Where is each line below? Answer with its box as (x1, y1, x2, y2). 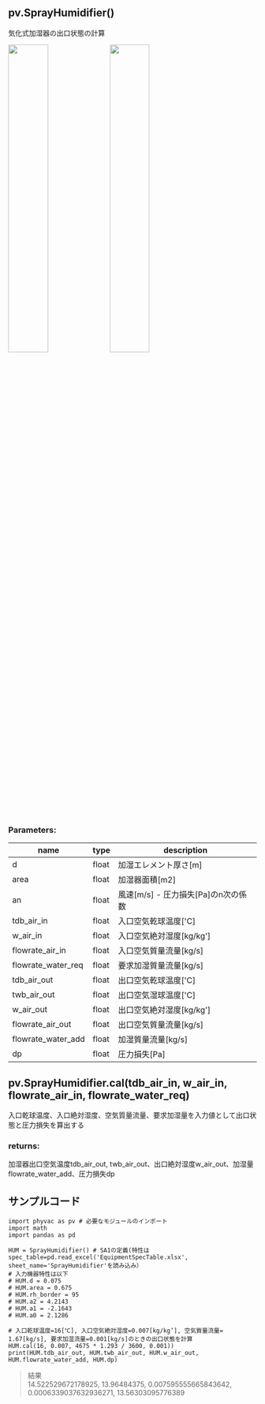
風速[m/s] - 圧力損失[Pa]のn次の (118, 889, 239, 900)
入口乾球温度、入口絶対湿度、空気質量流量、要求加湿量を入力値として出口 (8, 1110, 250, 1119)
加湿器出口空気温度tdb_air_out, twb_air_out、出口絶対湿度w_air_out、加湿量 (8, 1159, 254, 1169)
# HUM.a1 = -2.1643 (8, 1305, 73, 1313)
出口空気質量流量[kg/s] (118, 1019, 203, 1030)
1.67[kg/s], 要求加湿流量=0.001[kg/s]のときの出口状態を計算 (8, 1335, 193, 1343)
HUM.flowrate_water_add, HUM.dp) (8, 1356, 118, 1364)
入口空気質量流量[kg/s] (118, 946, 203, 957)
